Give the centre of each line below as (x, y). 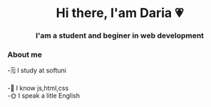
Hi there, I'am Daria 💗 (120, 13)
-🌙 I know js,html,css (38, 88)
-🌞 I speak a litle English (44, 96)
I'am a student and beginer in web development (120, 35)
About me (25, 55)
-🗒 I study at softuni (37, 71)
